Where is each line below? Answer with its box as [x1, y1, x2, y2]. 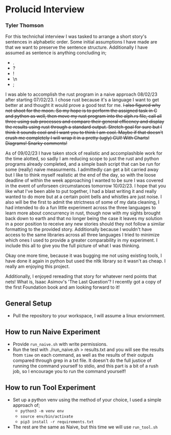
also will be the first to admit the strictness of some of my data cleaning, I [5, 199, 160, 205]
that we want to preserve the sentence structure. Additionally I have [5, 45, 148, 51]
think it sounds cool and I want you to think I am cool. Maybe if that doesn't [5, 129, 163, 136]
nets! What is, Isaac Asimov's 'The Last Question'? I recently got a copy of [5, 279, 162, 285]
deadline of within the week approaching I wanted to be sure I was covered [5, 178, 163, 184]
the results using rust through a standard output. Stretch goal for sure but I [5, 124, 162, 130]
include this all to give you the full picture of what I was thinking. [5, 243, 140, 249]
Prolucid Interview [5, 4, 85, 15]
